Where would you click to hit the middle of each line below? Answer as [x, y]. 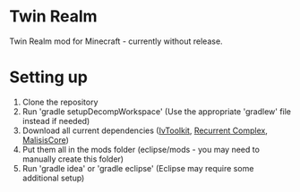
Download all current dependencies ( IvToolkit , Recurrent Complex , [145, 130]
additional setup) [53, 178]
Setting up [48, 77]
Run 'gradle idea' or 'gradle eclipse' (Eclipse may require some [138, 168]
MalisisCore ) [46, 139]
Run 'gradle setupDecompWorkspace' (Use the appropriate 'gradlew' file [157, 111]
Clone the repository [60, 102]
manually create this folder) [73, 159]
